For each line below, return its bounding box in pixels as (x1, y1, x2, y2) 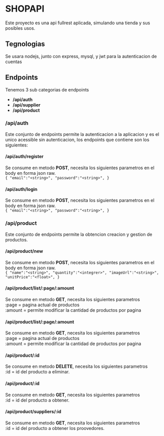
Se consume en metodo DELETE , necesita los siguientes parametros (5, 363, 148, 369)
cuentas (5, 59, 22, 65)
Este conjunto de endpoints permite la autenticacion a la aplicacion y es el (5, 131, 159, 137)
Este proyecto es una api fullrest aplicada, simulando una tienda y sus (5, 20, 150, 26)
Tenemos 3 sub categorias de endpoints (5, 86, 89, 92)
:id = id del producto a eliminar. (5, 369, 70, 375)
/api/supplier (12, 102, 41, 108)
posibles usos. (5, 25, 35, 31)
